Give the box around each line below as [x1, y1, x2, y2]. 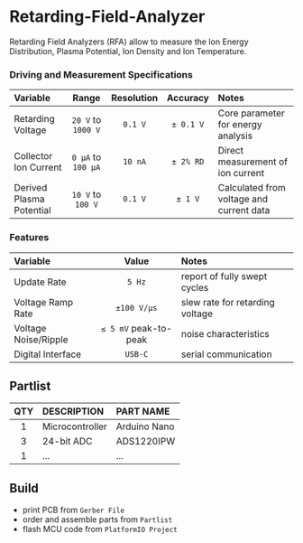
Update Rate [14, 276, 67, 288]
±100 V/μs [115, 303, 158, 313]
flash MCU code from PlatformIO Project [22, 524, 178, 535]
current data [217, 204, 271, 217]
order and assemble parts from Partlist [22, 514, 173, 525]
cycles [180, 281, 209, 294]
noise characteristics [180, 327, 271, 340]
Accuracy [166, 92, 209, 105]
